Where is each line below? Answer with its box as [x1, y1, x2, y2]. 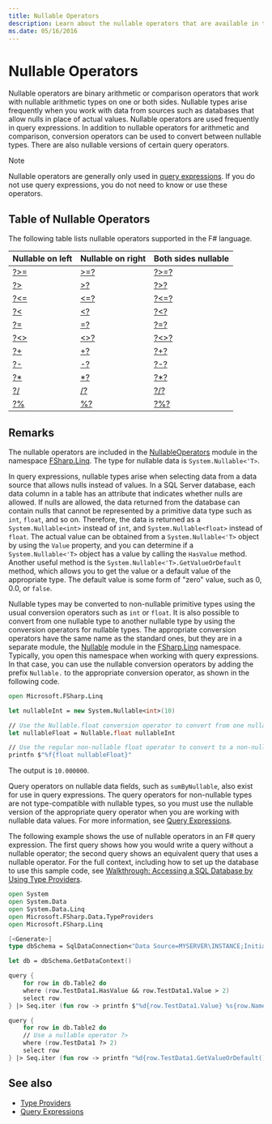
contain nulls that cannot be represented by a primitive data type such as [8, 505, 253, 515]
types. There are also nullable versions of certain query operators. [8, 140, 229, 150]
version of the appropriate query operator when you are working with [8, 807, 240, 817]
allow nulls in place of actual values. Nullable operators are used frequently [8, 114, 259, 124]
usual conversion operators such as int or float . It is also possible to [8, 607, 240, 617]
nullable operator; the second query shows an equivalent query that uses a [8, 849, 259, 858]
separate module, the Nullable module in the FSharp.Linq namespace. [8, 641, 241, 652]
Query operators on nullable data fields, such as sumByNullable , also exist [8, 781, 253, 791]
